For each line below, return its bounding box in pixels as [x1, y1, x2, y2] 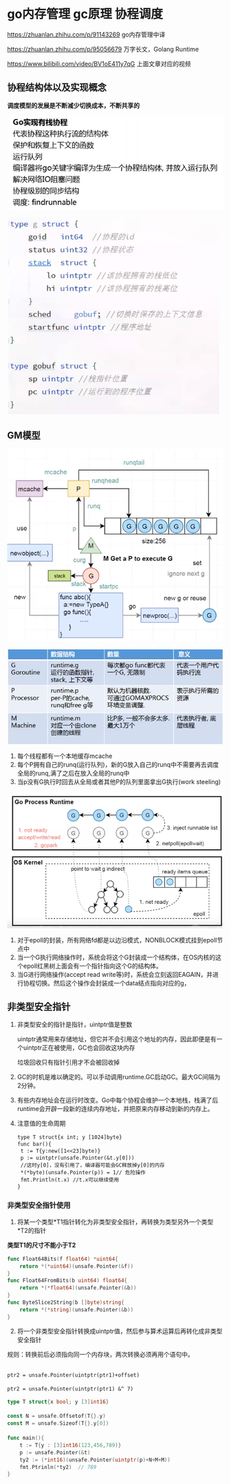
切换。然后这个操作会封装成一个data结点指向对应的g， [35, 979, 190, 987]
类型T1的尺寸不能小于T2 [7, 1240, 76, 1249]
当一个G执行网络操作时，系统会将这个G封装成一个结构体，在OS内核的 [16, 953, 216, 961]
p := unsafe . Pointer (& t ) [19, 1449, 91, 1456]
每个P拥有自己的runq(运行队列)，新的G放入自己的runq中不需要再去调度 [16, 760, 219, 768]
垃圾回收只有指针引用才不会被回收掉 [16, 1058, 120, 1067]
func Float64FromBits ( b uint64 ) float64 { [7, 1278, 128, 1284]
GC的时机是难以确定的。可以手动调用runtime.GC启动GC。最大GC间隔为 [16, 1073, 221, 1081]
